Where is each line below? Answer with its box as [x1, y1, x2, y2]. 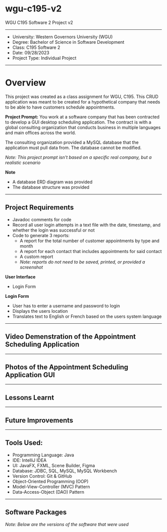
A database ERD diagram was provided [12, 179, 93, 185]
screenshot [19, 264, 43, 270]
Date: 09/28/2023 [12, 49, 50, 55]
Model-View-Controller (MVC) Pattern [12, 484, 90, 490]
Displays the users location [12, 308, 68, 314]
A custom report [19, 254, 54, 260]
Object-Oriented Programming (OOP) [12, 478, 88, 484]
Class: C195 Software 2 [12, 44, 61, 50]
